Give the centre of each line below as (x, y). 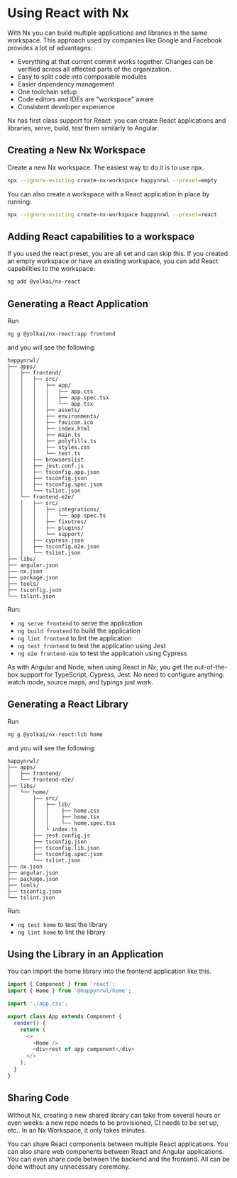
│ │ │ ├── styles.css (49, 447)
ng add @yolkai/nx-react (44, 282)
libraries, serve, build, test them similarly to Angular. (83, 128)
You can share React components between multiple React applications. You (118, 1144)
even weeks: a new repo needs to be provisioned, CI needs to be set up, (113, 1123)
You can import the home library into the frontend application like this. (109, 971)
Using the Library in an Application (86, 954)
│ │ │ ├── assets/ (44, 410)
